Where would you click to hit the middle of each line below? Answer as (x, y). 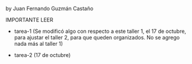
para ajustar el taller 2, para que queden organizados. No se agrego (97, 37)
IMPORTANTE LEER (30, 20)
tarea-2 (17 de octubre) (42, 55)
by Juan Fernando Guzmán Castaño (49, 9)
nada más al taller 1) (39, 44)
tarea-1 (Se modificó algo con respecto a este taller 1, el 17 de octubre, (100, 31)
